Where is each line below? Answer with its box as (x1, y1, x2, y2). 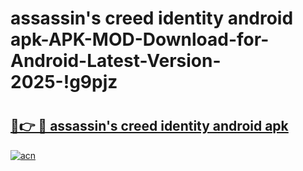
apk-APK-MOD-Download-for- (10, 28, 270, 51)
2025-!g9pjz (10, 71, 118, 94)
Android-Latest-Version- (10, 50, 222, 72)
